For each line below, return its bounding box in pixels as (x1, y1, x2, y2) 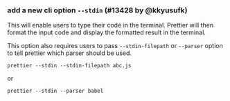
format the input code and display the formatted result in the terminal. (7, 28, 206, 36)
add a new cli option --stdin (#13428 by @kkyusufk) (7, 5, 188, 15)
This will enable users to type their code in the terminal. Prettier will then (7, 21, 213, 30)
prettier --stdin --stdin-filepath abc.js (7, 63, 132, 69)
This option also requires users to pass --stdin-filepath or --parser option (7, 42, 223, 50)
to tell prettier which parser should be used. (7, 49, 132, 57)
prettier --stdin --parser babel (7, 88, 104, 95)
